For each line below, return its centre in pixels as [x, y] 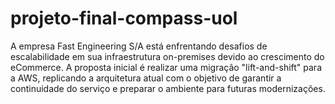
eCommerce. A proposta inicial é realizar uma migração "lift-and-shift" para [166, 67]
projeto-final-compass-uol [124, 18]
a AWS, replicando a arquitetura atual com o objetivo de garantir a [146, 78]
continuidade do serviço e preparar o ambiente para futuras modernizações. [168, 88]
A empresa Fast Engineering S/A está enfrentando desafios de [139, 46]
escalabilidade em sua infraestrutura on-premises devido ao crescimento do [167, 56]
